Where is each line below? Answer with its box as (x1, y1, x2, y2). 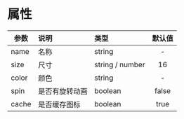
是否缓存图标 (38, 99, 81, 109)
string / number (94, 59, 145, 69)
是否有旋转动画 (38, 86, 88, 96)
